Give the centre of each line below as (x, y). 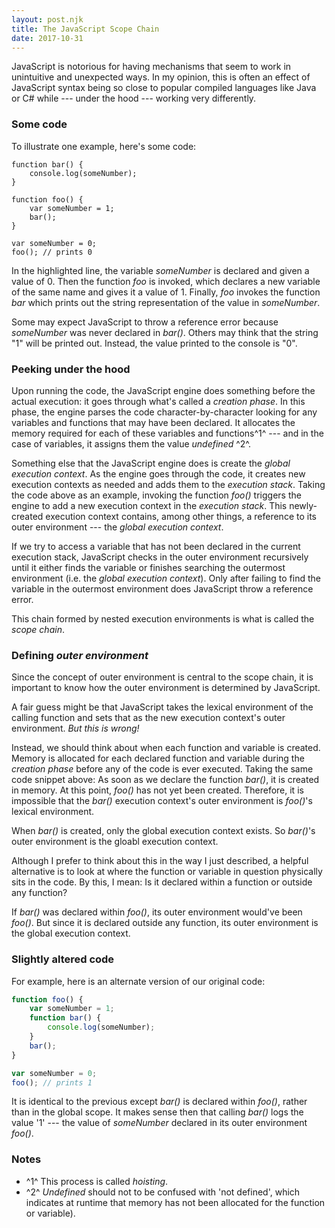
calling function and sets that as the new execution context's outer (148, 718)
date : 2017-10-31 (47, 38)
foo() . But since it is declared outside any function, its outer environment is (165, 923)
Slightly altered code (63, 959)
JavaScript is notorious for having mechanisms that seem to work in (151, 67)
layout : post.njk (47, 19)
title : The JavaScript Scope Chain (85, 29)
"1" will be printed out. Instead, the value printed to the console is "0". (154, 343)
